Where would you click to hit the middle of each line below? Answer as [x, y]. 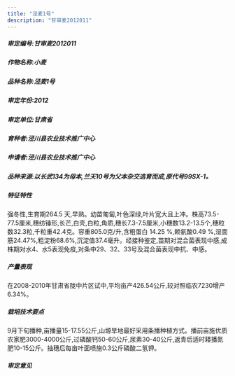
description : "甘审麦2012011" [50, 20]
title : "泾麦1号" [31, 14]
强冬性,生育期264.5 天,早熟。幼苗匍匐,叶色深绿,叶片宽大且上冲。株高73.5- [113, 214]
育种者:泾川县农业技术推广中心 [51, 138]
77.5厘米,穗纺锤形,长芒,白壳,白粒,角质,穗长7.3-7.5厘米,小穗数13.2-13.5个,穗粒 [116, 223]
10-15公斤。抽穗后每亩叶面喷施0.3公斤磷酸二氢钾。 [87, 348]
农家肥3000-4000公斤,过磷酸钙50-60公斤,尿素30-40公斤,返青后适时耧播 [113, 340]
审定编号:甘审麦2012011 [42, 43]
